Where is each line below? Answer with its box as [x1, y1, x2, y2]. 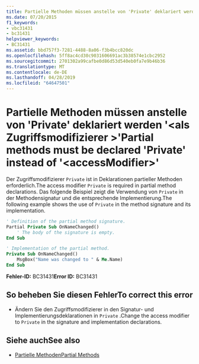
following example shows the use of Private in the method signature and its [6, 201, 191, 208]
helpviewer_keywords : [6, 36, 60, 42]
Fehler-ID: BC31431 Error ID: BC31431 [6, 273, 98, 280]
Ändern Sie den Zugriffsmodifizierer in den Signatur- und [14, 305, 154, 313]
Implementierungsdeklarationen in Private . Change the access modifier [14, 312, 190, 319]
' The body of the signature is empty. [17, 229, 115, 236]
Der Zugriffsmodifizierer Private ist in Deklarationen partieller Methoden [6, 175, 182, 182]
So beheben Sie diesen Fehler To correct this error [6, 290, 193, 300]
